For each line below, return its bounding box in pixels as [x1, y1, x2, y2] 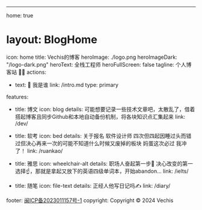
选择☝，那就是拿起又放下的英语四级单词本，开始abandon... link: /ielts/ [14, 167, 189, 175]
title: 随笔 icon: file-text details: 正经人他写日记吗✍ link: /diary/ [14, 182, 171, 189]
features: [6, 93, 29, 100]
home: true [6, 12, 34, 19]
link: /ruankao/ [26, 147, 63, 154]
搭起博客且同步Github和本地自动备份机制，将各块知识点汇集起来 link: [14, 113, 186, 120]
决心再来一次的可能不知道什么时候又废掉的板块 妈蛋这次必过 [25, 139, 175, 147]
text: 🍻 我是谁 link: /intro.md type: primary [14, 81, 119, 88]
